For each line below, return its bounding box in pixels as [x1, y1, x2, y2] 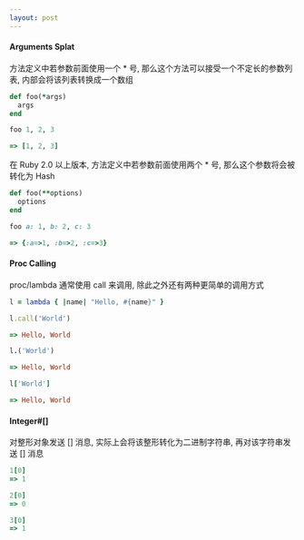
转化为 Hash [9, 171, 55, 182]
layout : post [9, 13, 59, 23]
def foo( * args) [9, 92, 67, 101]
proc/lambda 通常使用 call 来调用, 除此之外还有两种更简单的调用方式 [9, 279, 265, 290]
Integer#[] [9, 415, 49, 427]
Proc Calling [9, 258, 56, 269]
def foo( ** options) [9, 189, 83, 198]
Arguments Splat [9, 42, 75, 53]
